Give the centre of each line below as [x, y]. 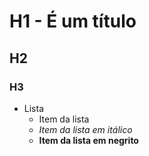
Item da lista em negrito [88, 140]
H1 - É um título [73, 21]
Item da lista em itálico [85, 129]
